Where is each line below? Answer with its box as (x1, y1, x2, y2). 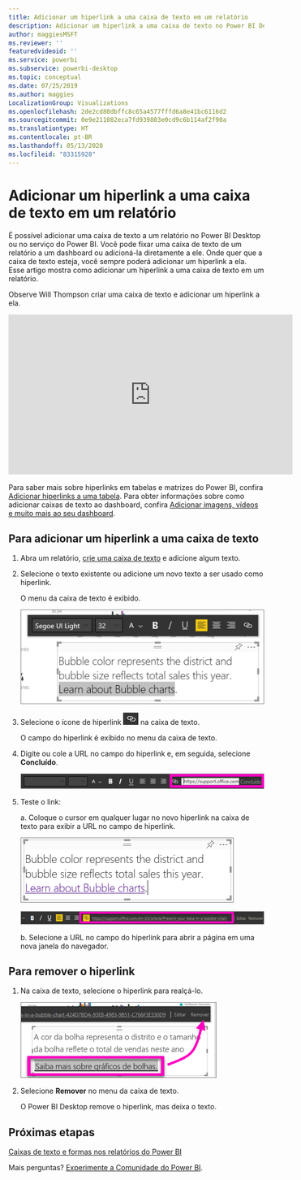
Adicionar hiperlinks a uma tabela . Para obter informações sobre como (8, 491, 245, 501)
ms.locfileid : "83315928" (8, 150, 96, 158)
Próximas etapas (8, 1126, 95, 1139)
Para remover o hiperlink (8, 965, 135, 978)
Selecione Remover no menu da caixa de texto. (19, 1086, 179, 1096)
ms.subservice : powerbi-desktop (8, 65, 118, 73)
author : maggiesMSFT (8, 30, 79, 38)
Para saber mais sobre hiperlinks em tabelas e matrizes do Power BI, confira (8, 482, 264, 492)
